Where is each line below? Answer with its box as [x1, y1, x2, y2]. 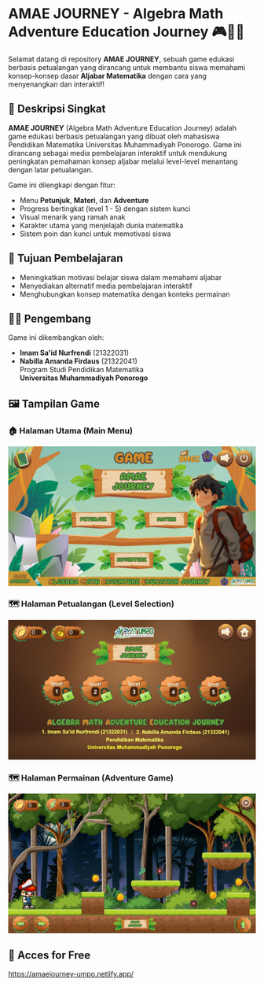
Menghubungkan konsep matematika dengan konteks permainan [19, 289, 230, 299]
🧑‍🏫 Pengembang [8, 312, 92, 325]
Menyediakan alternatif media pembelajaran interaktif [19, 281, 192, 290]
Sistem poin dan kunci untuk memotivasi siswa [19, 229, 171, 238]
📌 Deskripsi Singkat [8, 102, 106, 116]
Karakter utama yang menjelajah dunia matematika [19, 220, 184, 230]
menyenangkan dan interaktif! [8, 79, 104, 89]
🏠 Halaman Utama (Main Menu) [8, 425, 134, 436]
